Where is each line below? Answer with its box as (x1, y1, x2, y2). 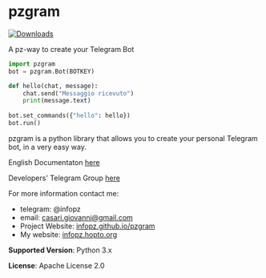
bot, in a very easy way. (8, 142, 87, 151)
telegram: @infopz (19, 203, 82, 214)
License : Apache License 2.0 (8, 260, 106, 270)
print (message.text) (22, 97, 91, 105)
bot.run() (8, 119, 42, 127)
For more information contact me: (8, 188, 119, 198)
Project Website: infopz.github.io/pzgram (19, 221, 155, 231)
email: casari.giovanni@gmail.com (19, 212, 134, 222)
